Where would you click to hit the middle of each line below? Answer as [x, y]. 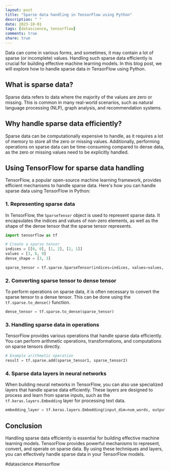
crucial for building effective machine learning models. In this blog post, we [83, 63]
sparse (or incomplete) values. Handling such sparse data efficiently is [79, 58]
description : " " [24, 19]
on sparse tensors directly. [33, 347]
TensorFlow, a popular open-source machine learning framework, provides [83, 180]
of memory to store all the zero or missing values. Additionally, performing [82, 141]
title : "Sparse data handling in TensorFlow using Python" [69, 15]
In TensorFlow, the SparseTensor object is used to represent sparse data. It [83, 215]
